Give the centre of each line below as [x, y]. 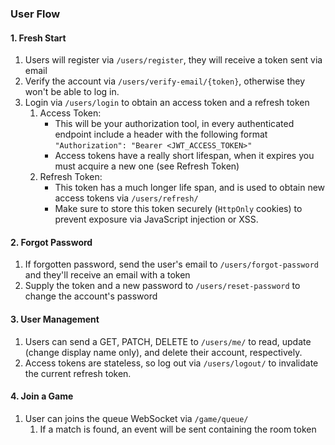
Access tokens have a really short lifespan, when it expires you [184, 156]
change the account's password [91, 296]
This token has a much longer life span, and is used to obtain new [190, 188]
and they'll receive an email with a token [107, 275]
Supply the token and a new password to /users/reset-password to [162, 286]
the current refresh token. [78, 373]
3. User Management [55, 319]
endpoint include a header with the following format [161, 134]
